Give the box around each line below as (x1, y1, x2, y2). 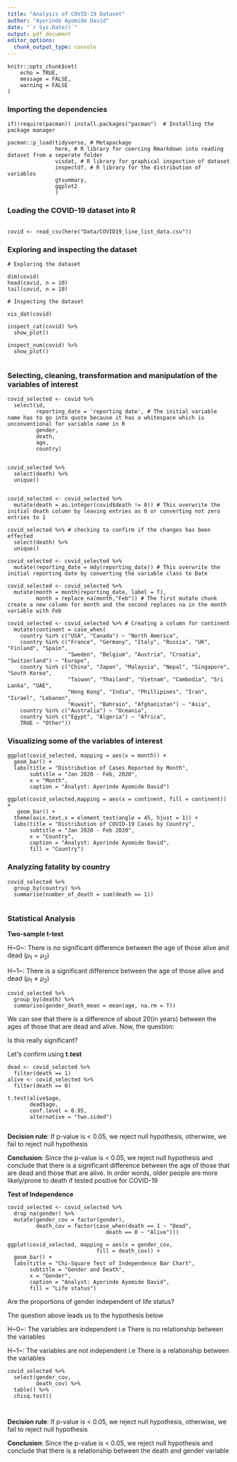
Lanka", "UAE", (7, 682, 53, 689)
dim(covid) (7, 273, 40, 280)
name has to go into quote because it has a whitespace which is (7, 414, 204, 422)
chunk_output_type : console (13, 43, 97, 51)
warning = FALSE (20, 82, 69, 89)
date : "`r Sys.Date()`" (7, 24, 78, 31)
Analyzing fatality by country (7, 862, 111, 872)
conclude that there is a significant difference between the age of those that (7, 1161, 230, 1169)
